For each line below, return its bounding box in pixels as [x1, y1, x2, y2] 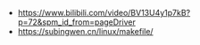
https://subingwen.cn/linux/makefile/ [17, 26, 154, 36]
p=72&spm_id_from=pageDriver [17, 17, 136, 27]
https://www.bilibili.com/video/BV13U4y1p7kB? [17, 8, 191, 18]
